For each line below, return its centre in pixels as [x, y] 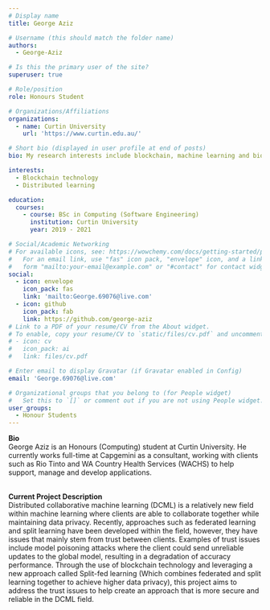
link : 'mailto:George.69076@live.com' [88, 297]
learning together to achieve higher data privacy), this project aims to [123, 582]
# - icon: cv [30, 342]
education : [27, 200]
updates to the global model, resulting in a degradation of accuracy [120, 557]
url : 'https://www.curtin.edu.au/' [82, 134]
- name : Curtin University [61, 126]
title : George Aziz [41, 23]
